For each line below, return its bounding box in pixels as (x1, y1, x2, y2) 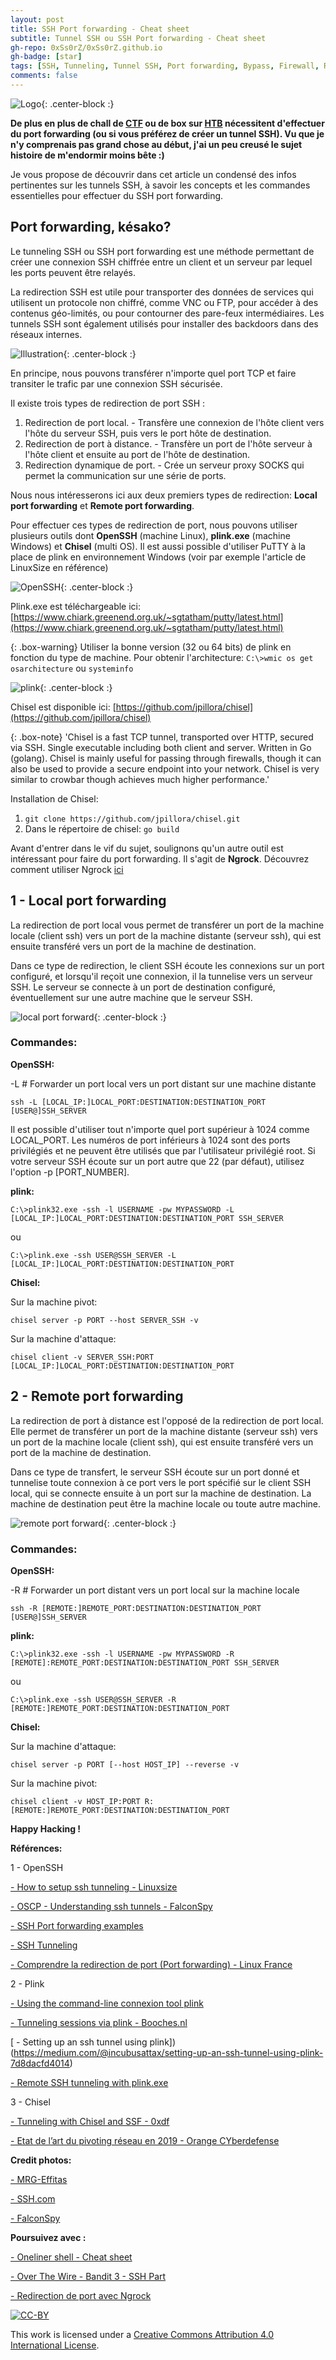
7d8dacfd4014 (10, 2057, 70, 2069)
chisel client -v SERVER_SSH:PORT (10, 1352, 155, 1362)
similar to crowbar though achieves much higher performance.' (10, 773, 270, 785)
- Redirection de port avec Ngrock (10, 2289, 152, 2301)
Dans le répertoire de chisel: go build (24, 822, 180, 835)
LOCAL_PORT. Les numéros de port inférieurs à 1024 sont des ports (10, 1134, 291, 1146)
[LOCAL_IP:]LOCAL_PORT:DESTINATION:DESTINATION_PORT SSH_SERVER (10, 1213, 284, 1223)
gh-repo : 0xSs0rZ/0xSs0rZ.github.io (10, 42, 163, 53)
